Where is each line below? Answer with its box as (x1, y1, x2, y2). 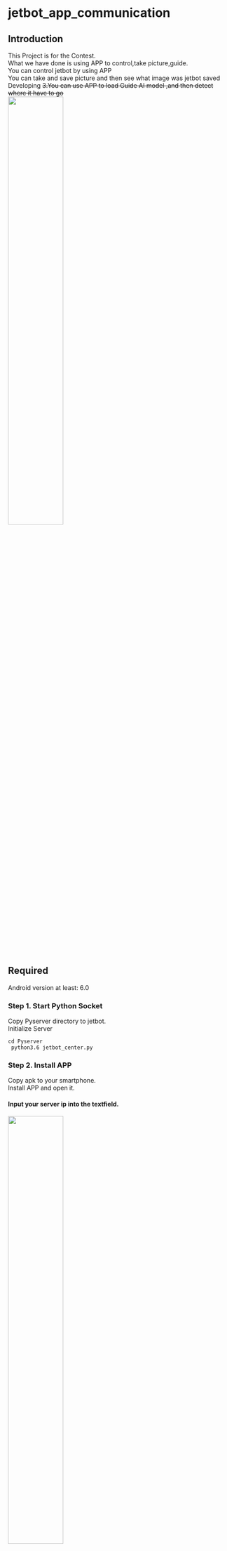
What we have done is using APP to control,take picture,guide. (8, 59, 188, 67)
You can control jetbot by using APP (8, 67, 112, 74)
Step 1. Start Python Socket (8, 1001, 103, 1010)
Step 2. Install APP (8, 1060, 72, 1070)
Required (8, 965, 48, 977)
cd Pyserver (8, 1038, 43, 1045)
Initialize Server (8, 1024, 53, 1033)
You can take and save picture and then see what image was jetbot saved (8, 74, 221, 82)
